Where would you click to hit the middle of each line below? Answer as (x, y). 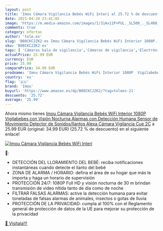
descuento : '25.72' (25, 95)
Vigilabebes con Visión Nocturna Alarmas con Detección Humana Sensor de (81, 119)
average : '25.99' (23, 100)
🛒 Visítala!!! (16, 223)
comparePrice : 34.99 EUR (30, 68)
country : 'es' (19, 77)
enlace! (12, 134)
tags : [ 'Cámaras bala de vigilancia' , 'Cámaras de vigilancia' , (71, 50)
